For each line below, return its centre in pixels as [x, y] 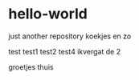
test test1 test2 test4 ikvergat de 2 [65, 51]
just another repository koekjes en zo [70, 36]
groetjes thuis [31, 67]
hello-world [48, 14]
